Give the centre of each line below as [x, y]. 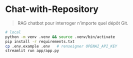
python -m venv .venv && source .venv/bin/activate [60, 37]
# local [13, 32]
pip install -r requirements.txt [40, 41]
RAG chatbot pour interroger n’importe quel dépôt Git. [73, 23]
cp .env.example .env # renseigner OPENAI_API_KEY [61, 46]
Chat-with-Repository [52, 9]
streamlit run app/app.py [32, 51]
